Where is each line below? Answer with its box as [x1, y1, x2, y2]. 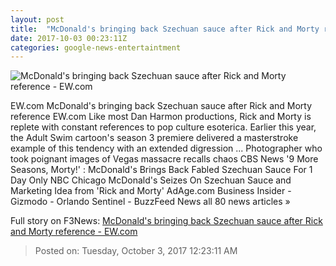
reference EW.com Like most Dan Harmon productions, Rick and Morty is [10, 111, 312, 123]
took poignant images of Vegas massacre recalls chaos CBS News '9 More [10, 153, 319, 165]
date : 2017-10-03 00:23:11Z [10, 33, 128, 43]
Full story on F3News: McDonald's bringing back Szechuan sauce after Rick [10, 215, 323, 227]
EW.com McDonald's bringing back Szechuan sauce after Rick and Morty [10, 100, 313, 112]
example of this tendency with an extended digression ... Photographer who [10, 142, 323, 155]
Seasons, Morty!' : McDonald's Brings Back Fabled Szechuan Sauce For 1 [10, 164, 313, 176]
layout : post [10, 14, 65, 25]
